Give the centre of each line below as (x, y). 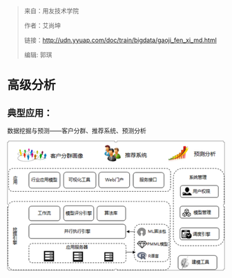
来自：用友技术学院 (51, 11)
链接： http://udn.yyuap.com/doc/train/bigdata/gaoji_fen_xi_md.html (120, 40)
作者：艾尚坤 (42, 26)
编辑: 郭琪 (38, 55)
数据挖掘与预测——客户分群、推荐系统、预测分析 (77, 131)
